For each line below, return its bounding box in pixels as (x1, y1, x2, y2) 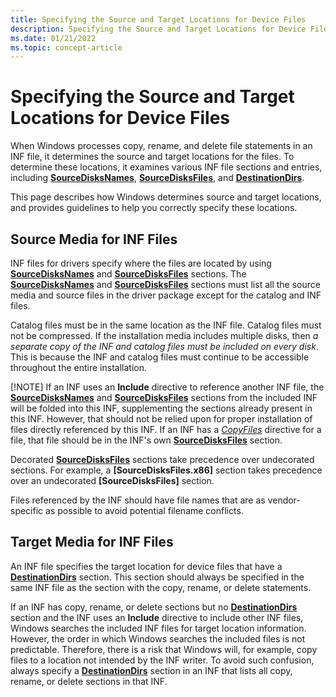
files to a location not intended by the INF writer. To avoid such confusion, (10, 654, 315, 666)
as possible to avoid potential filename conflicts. (45, 505, 244, 516)
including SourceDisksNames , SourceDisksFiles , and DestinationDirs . (10, 172, 305, 184)
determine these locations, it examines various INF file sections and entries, (10, 161, 323, 173)
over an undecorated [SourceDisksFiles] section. (10, 475, 215, 486)
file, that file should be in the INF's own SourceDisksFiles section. (10, 434, 283, 446)
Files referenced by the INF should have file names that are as (10, 494, 266, 506)
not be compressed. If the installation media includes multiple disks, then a (10, 330, 319, 341)
